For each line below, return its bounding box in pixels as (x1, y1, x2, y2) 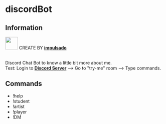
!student (12, 98, 30, 104)
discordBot (5, 3, 52, 15)
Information (5, 23, 43, 32)
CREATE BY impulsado (19, 45, 67, 50)
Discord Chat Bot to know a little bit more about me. (5, 60, 112, 65)
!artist (12, 103, 25, 109)
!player (12, 108, 27, 114)
